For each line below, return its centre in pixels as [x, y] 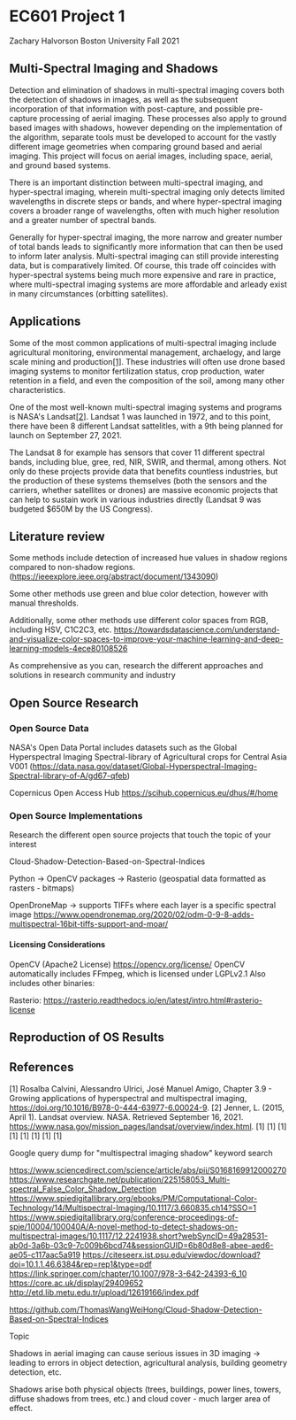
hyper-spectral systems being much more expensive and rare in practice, [143, 274]
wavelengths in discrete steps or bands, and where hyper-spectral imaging [146, 201]
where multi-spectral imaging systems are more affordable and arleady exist [148, 284]
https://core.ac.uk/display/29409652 [76, 1283]
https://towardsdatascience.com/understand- [197, 629]
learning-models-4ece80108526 [68, 649]
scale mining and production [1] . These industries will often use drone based [147, 361]
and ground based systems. [60, 165]
